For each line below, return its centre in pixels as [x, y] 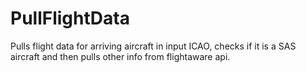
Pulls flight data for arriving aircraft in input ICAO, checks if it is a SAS [153, 46]
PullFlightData [70, 18]
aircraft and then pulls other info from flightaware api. [120, 56]
